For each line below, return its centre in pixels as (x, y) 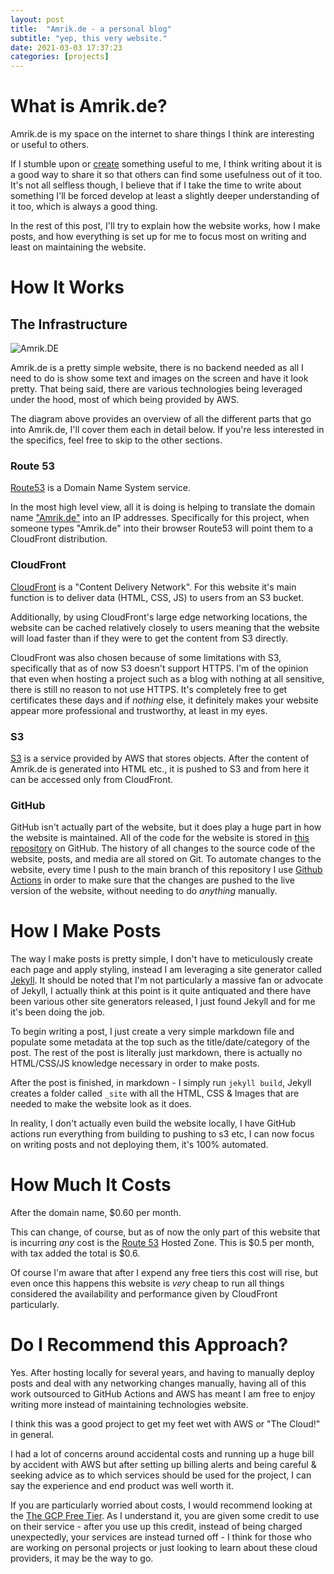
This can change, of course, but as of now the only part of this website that (165, 1232)
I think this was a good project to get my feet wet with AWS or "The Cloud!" (165, 1424)
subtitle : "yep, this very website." (89, 38)
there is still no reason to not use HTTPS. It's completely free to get (149, 689)
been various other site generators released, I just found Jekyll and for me (163, 1002)
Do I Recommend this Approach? (149, 1345)
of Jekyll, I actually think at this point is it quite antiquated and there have (161, 991)
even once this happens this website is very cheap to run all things (147, 1283)
